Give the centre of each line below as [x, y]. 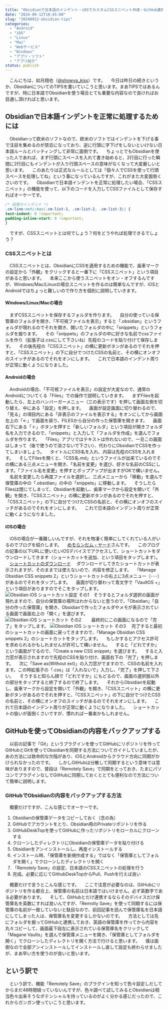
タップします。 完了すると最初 [90, 626]
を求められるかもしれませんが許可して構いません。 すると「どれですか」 [82, 645]
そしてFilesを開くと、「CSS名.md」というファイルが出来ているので [88, 458]
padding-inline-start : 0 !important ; [44, 218]
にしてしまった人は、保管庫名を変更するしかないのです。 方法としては [80, 916]
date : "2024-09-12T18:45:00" [35, 14]
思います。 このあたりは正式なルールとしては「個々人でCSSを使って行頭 [82, 170]
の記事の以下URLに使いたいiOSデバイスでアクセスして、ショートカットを [81, 551]
